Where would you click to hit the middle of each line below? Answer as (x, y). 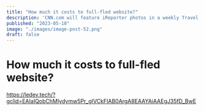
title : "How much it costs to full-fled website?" (72, 12)
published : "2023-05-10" (38, 23)
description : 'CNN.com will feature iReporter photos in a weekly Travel (103, 18)
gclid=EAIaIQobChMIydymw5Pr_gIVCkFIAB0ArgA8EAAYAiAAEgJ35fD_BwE (101, 101)
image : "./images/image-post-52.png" (55, 29)
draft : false (23, 35)
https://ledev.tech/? (31, 95)
